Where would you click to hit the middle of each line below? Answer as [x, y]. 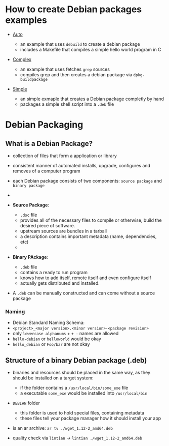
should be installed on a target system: [53, 378]
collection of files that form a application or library [65, 156]
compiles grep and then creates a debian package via [76, 74]
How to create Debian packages [74, 9]
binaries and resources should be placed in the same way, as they [81, 373]
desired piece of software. [48, 225]
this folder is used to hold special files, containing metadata [82, 413]
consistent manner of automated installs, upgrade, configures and [81, 165]
